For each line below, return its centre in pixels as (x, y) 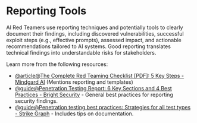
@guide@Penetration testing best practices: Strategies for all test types (103, 107)
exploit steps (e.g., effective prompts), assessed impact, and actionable (94, 40)
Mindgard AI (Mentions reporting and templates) (74, 82)
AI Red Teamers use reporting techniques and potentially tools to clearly (95, 27)
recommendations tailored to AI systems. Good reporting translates (89, 46)
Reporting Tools (46, 11)
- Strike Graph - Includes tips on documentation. (74, 113)
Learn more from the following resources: (57, 64)
